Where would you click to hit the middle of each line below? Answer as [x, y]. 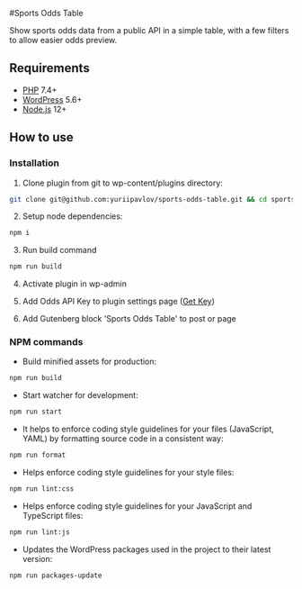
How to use [41, 137]
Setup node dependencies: [72, 216]
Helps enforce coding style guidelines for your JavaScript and [137, 506]
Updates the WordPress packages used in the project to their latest [147, 549]
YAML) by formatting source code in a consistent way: [123, 439]
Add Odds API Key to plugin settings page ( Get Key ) [119, 302]
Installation [35, 163]
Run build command [59, 250]
